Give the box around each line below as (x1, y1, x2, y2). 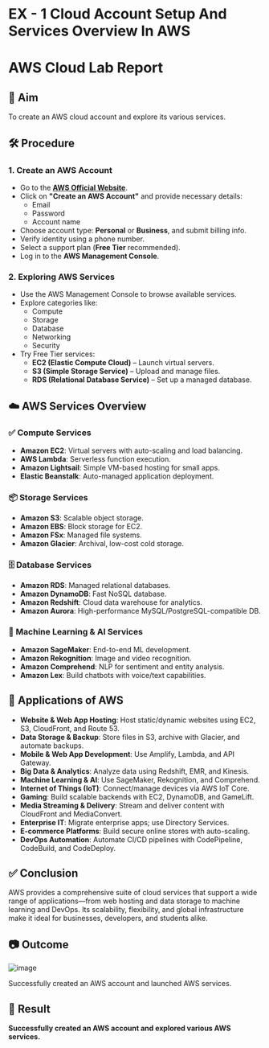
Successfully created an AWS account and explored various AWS (8, 1023, 231, 1033)
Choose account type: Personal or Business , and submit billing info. (19, 225, 247, 235)
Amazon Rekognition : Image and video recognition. (19, 653, 192, 663)
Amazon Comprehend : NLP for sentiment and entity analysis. (19, 661, 225, 672)
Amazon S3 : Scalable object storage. (19, 513, 145, 523)
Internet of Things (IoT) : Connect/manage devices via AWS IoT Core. (19, 783, 251, 793)
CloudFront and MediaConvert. (19, 809, 123, 819)
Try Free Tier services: (19, 349, 96, 359)
